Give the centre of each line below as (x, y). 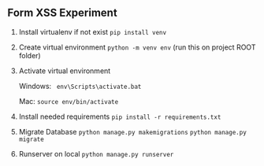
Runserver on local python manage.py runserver (96, 153)
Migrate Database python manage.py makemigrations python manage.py (133, 131)
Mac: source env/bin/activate (69, 101)
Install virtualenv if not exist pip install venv (93, 31)
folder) (30, 55)
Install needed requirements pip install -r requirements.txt (120, 116)
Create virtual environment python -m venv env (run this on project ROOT (137, 47)
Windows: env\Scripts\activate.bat (80, 86)
